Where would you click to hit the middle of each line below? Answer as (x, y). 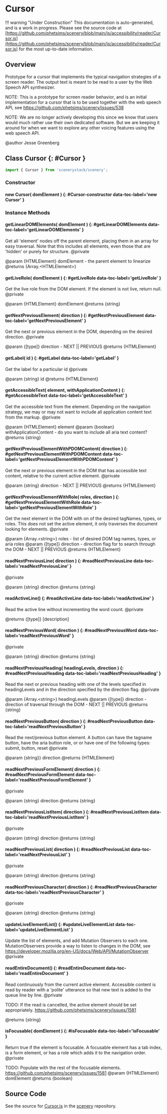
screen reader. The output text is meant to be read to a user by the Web (79, 82)
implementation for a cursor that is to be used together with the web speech (83, 102)
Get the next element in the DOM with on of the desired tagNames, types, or (83, 518)
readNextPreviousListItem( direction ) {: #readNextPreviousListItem (77, 812)
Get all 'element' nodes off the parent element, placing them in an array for (82, 241)
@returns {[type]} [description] (37, 619)
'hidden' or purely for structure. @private (47, 252)
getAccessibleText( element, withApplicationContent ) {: (65, 390)
